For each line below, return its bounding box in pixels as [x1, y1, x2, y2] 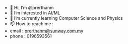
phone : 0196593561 [9, 33, 52, 39]
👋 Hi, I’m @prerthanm [9, 5, 54, 10]
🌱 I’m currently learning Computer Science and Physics [9, 15, 123, 21]
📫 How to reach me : [9, 21, 54, 27]
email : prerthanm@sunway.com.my [9, 28, 83, 34]
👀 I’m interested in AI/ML [9, 10, 61, 16]
